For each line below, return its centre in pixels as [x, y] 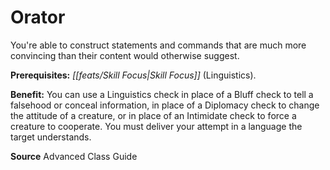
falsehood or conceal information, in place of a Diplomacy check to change [165, 105]
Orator [38, 17]
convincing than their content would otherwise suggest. [125, 55]
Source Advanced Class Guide [74, 156]
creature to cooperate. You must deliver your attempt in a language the [156, 126]
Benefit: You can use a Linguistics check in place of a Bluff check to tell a [162, 94]
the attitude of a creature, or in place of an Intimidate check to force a [153, 115]
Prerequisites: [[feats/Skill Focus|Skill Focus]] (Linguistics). [133, 75]
